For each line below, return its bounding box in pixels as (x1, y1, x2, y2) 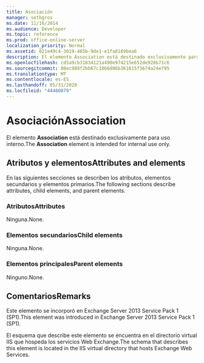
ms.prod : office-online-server (6, 37, 86, 43)
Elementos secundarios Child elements (6, 231, 123, 239)
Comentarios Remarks (6, 291, 91, 301)
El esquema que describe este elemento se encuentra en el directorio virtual (6, 331, 197, 339)
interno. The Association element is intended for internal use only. (6, 140, 171, 147)
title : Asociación (6, 8, 53, 15)
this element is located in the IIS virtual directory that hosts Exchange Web (6, 345, 192, 352)
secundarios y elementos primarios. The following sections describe (6, 180, 176, 188)
